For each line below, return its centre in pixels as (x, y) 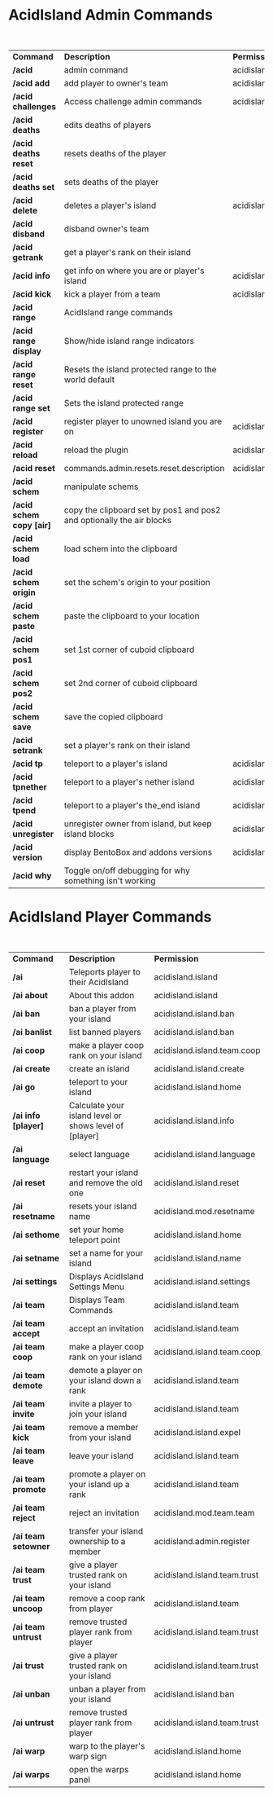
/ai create (31, 1068)
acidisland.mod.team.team (204, 1512)
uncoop (28, 1609)
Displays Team (97, 1300)
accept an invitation (106, 1328)
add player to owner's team (116, 83)
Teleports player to (104, 971)
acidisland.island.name (197, 1258)
